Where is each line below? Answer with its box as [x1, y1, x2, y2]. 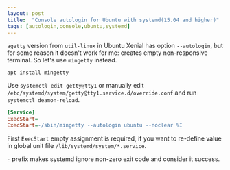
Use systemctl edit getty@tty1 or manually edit [7, 82, 144, 90]
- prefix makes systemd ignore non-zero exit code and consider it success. [7, 155, 220, 163]
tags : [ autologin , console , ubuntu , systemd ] [7, 23, 130, 29]
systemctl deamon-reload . [7, 96, 80, 104]
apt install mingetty [7, 69, 69, 76]
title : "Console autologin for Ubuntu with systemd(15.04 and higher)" [7, 16, 220, 23]
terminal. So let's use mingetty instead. [7, 56, 117, 64]
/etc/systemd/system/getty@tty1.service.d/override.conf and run [7, 88, 197, 97]
